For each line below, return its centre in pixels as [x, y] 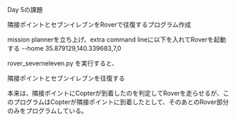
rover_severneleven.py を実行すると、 [63, 63]
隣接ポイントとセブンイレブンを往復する [66, 78]
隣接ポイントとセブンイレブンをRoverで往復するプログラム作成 [99, 25]
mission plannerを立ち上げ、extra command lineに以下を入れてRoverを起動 [117, 39]
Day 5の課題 [25, 9]
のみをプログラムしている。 [48, 111]
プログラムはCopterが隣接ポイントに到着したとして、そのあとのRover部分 [121, 102]
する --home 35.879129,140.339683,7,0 [64, 48]
